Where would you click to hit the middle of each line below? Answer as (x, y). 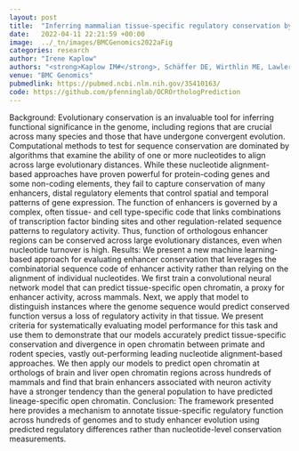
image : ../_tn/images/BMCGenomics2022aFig (91, 42)
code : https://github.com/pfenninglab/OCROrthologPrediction (125, 92)
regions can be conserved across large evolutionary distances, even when (146, 240)
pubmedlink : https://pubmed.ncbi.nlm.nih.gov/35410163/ (115, 84)
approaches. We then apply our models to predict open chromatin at (134, 363)
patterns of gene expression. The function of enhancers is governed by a (143, 202)
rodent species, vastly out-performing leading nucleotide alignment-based (146, 353)
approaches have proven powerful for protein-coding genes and (152, 173)
